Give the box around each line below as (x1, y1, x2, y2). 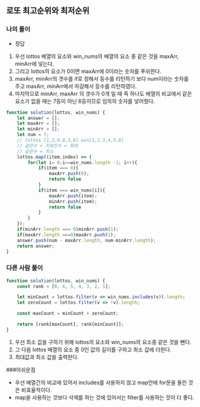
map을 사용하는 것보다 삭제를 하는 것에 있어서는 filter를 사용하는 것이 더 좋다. (14, 394, 195, 401)
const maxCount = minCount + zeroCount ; (17, 311, 119, 317)
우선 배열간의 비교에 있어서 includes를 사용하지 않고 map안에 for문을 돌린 (14, 379, 187, 386)
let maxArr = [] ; (17, 120, 60, 127)
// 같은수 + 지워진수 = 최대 (17, 142, 78, 148)
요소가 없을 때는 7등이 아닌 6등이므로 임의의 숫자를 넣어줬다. (14, 98, 155, 105)
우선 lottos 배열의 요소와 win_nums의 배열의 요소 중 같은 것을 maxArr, (14, 53, 179, 60)
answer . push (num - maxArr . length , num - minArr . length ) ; (17, 237, 156, 244)
